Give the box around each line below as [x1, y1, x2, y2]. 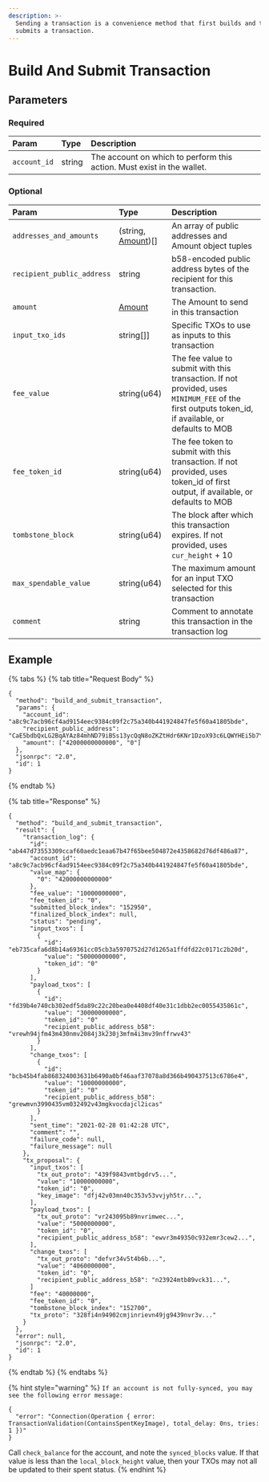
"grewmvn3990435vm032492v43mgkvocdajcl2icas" [8, 1100, 163, 1108]
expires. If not [171, 529, 223, 541]
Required [8, 117, 45, 129]
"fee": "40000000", [29, 1290, 94, 1298]
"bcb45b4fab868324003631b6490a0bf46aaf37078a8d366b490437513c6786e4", [8, 1072, 249, 1080]
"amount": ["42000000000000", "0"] [22, 739, 142, 747]
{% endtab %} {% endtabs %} [8, 1367, 108, 1378]
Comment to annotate [171, 606, 254, 617]
